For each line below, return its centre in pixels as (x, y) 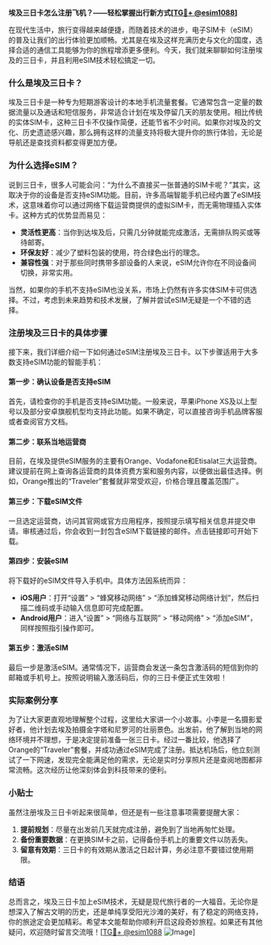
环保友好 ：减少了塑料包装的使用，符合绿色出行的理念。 (112, 252)
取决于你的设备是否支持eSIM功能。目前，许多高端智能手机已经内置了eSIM (131, 195)
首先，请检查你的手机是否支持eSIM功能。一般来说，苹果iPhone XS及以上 (129, 401)
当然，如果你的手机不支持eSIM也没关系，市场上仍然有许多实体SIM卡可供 (129, 289)
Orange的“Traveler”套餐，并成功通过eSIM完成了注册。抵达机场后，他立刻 (131, 750)
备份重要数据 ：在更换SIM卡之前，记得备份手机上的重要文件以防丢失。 (136, 839)
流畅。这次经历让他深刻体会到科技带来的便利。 (93, 770)
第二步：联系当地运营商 (47, 441)
